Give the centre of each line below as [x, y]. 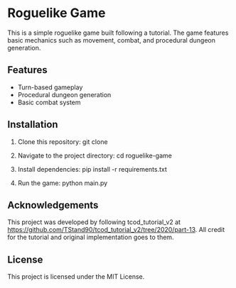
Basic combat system [49, 102]
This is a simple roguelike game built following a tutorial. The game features [118, 33]
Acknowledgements [53, 205]
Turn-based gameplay [50, 87]
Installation [33, 124]
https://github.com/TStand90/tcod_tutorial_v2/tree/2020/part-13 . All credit [116, 230]
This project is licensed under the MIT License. [76, 277]
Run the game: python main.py [63, 183]
